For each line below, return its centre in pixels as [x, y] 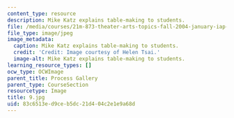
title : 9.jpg [26, 98]
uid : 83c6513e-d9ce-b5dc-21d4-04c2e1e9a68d [71, 104]
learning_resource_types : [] [49, 65]
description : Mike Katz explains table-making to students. [96, 20]
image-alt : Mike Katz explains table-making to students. [100, 59]
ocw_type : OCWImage [36, 71]
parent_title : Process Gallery [53, 78]
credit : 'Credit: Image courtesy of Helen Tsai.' [87, 53]
